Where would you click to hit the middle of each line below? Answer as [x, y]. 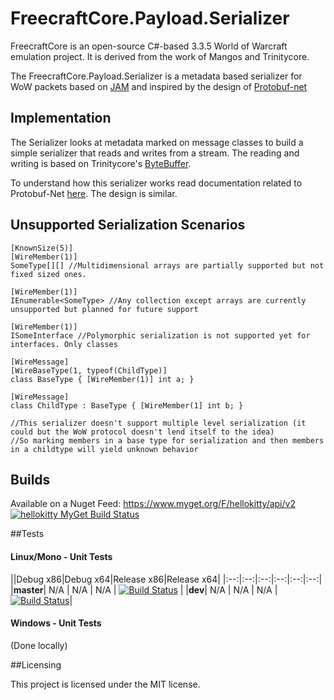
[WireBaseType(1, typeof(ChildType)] [89, 370]
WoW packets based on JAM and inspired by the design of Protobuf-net [159, 86]
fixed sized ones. [48, 274]
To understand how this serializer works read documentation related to [156, 183]
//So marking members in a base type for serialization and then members [167, 440]
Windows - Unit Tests [56, 623]
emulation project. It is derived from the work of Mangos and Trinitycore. [160, 56]
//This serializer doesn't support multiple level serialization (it [158, 423]
